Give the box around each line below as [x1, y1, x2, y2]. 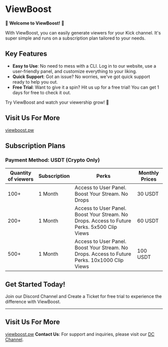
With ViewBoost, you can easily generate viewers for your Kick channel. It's [5, 30, 161, 36]
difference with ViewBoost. [5, 299, 61, 305]
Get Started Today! [5, 280, 65, 288]
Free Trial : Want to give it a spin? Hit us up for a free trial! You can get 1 [12, 84, 159, 90]
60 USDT [137, 217, 159, 224]
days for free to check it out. [12, 89, 71, 96]
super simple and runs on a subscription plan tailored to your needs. [5, 35, 146, 41]
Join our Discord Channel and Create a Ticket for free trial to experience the [5, 293, 162, 299]
